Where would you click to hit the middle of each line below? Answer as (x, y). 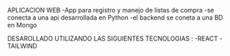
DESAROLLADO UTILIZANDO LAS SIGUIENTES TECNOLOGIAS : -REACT (113, 38)
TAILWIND (22, 46)
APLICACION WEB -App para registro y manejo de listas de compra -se (111, 10)
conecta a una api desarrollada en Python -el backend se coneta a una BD (115, 17)
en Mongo (22, 25)
